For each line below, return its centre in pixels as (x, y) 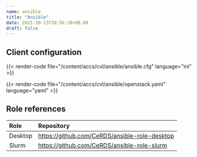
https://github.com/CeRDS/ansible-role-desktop (106, 136)
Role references (36, 109)
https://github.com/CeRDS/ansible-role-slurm (103, 145)
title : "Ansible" (28, 17)
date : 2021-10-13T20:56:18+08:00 (47, 23)
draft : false (22, 28)
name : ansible (24, 12)
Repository (54, 126)
